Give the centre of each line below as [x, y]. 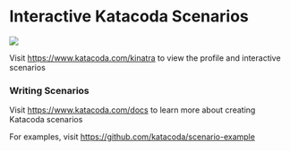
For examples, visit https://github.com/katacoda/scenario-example [132, 137]
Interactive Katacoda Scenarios [129, 17]
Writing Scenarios [49, 90]
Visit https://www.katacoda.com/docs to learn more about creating [132, 110]
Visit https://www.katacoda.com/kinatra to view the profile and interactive [145, 58]
